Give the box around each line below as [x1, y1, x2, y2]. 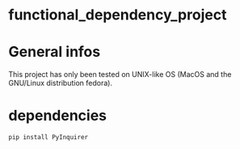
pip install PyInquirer [8, 134, 89, 142]
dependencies [8, 107, 107, 125]
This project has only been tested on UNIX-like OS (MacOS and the [8, 70, 232, 79]
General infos [8, 43, 101, 62]
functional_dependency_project [8, 6, 227, 24]
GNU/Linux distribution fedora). [8, 79, 113, 88]
